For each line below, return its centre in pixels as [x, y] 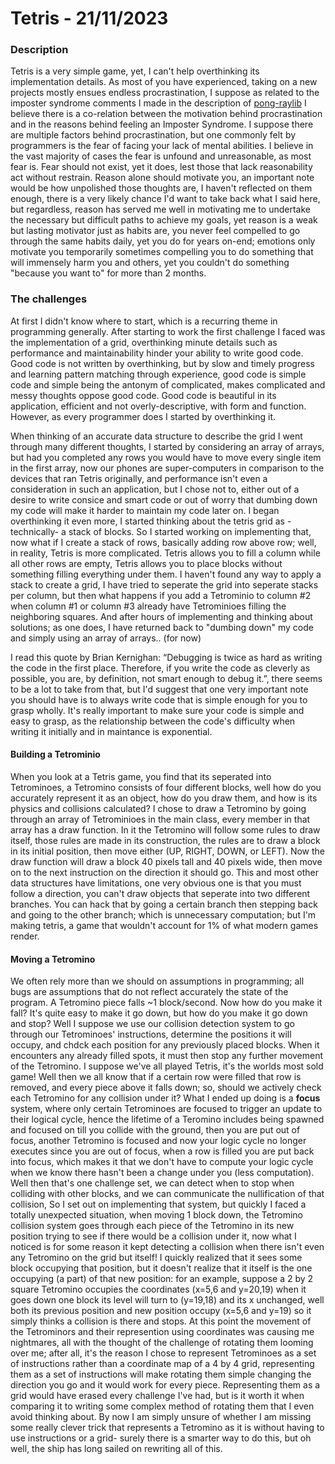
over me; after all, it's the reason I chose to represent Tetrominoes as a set [163, 1353]
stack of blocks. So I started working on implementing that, [190, 531]
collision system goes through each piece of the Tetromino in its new [152, 1226]
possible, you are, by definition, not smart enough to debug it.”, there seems [166, 678]
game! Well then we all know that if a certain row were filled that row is [156, 1077]
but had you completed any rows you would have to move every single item [166, 457]
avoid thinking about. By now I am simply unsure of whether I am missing [161, 1417]
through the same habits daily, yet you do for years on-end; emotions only [163, 241]
